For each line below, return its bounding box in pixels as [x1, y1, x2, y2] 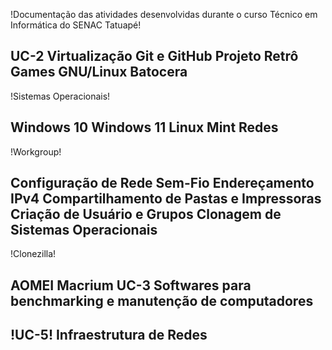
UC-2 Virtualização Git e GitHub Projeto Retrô [10, 48, 299, 65]
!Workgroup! [10, 145, 62, 158]
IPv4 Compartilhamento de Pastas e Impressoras [10, 190, 322, 208]
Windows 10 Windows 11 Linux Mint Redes [10, 119, 279, 136]
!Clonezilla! [10, 248, 57, 260]
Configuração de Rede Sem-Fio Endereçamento [10, 175, 315, 192]
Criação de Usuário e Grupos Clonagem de [10, 206, 282, 223]
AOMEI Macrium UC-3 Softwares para [10, 277, 252, 294]
